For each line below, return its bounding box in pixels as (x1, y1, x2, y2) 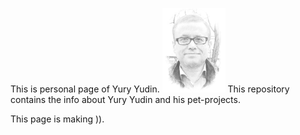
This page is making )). (10, 113, 105, 125)
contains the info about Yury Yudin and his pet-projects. (10, 93, 241, 105)
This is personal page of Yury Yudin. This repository (10, 83, 290, 95)
